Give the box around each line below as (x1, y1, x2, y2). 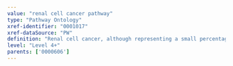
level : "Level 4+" (7, 42, 60, 49)
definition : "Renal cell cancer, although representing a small (7, 36, 197, 43)
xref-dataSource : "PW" (7, 29, 73, 36)
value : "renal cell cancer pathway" (7, 10, 113, 17)
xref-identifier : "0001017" (7, 23, 89, 30)
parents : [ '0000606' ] (7, 49, 70, 56)
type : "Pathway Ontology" (7, 16, 82, 23)
